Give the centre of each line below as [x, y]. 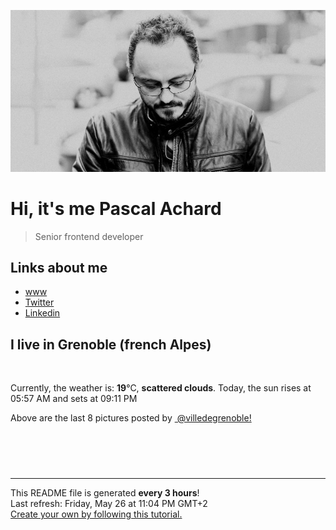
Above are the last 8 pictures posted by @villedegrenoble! [131, 418]
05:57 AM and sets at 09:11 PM [74, 399]
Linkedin [42, 313]
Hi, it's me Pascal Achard [116, 208]
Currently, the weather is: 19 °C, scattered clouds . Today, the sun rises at [161, 388]
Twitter [39, 302]
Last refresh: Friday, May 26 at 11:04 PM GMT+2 [109, 504]
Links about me [59, 267]
